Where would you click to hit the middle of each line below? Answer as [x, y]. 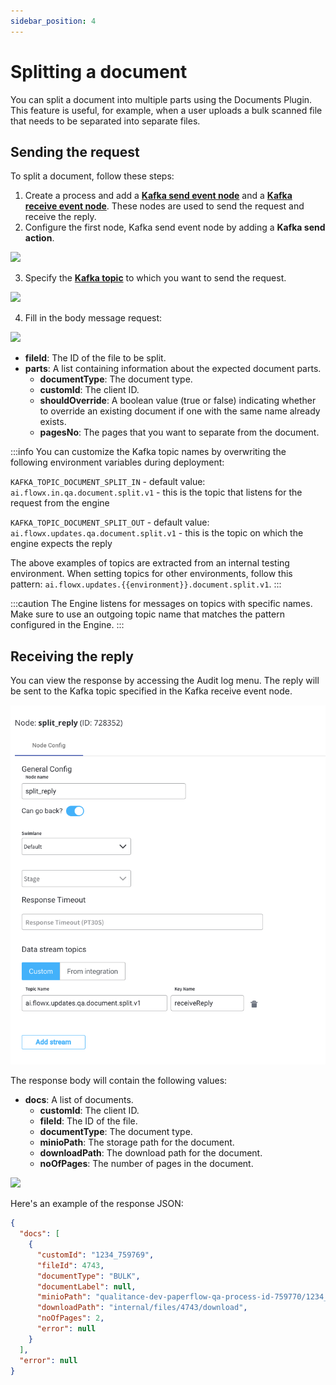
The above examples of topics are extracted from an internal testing [150, 563]
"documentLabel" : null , [86, 1286]
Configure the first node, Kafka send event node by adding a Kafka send [175, 227]
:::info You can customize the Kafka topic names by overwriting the [148, 452]
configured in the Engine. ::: [67, 625]
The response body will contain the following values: [119, 1081]
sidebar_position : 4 [53, 21]
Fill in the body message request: [93, 318]
